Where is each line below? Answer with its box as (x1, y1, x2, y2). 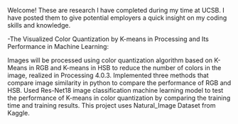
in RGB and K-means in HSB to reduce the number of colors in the (28, 64, 222, 72)
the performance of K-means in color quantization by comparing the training (7, 94, 231, 102)
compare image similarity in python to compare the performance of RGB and (7, 79, 232, 87)
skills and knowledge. (7, 21, 71, 29)
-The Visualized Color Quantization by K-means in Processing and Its (7, 35, 210, 43)
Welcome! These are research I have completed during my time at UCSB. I (7, 6, 225, 14)
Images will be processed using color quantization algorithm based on (7, 56, 213, 64)
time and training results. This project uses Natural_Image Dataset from (7, 101, 216, 109)
